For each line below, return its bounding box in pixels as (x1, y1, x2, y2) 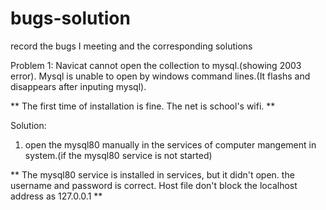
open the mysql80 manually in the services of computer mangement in (24, 138, 317, 151)
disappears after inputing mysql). (10, 80, 147, 92)
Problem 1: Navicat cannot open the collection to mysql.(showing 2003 (10, 59, 302, 71)
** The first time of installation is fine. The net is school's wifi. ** (10, 100, 276, 112)
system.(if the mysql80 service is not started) (24, 149, 213, 161)
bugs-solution (10, 7, 131, 30)
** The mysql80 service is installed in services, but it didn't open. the (10, 168, 295, 181)
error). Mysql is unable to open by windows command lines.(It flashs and (10, 70, 311, 82)
